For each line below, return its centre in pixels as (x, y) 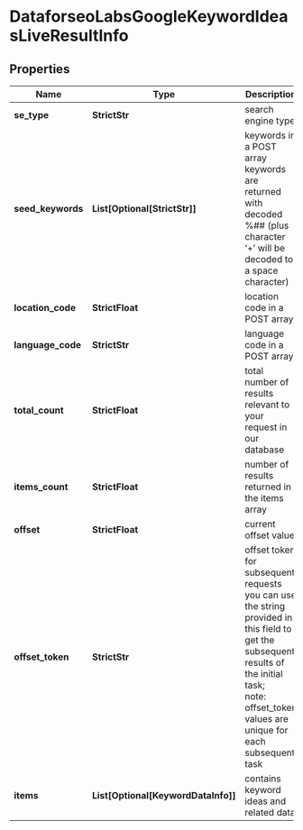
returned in (268, 487)
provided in (269, 617)
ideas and (266, 801)
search (259, 109)
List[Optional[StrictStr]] (144, 209)
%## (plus (267, 225)
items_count (41, 487)
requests (263, 584)
